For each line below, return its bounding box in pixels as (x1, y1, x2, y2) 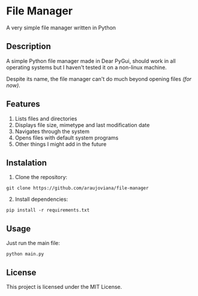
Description (6, 41, 51, 52)
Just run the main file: (6, 240, 60, 247)
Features (6, 99, 40, 109)
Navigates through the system (14, 128, 90, 135)
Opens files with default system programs (14, 134, 119, 141)
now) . (6, 81, 21, 89)
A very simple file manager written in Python (6, 24, 116, 31)
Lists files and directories (14, 115, 77, 122)
